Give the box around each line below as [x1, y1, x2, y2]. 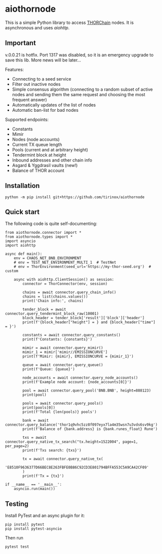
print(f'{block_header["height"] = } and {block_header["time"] [22, 320, 156, 325]
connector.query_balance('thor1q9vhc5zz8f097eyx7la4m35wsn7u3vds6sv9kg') [5, 422, 158, 428]
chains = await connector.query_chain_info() [22, 290, 117, 295]
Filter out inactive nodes [12, 81, 61, 87]
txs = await [22, 435, 47, 440]
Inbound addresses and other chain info [12, 157, 92, 163]
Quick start [5, 207, 40, 216]
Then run [5, 535, 23, 541]
